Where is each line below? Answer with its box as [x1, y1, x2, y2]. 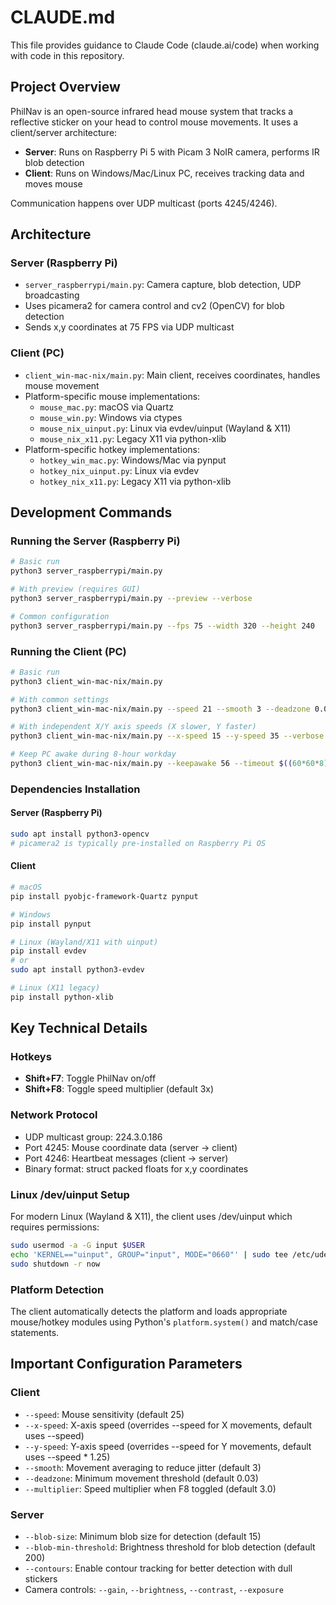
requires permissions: [10, 1221, 100, 1233]
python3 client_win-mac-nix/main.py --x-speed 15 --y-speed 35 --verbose [10, 731, 325, 741]
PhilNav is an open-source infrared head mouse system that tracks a [10, 105, 294, 117]
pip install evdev [10, 946, 87, 956]
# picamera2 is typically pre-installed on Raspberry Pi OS [10, 838, 267, 848]
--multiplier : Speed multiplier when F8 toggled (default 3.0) [24, 1482, 277, 1495]
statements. [10, 1327, 60, 1338]
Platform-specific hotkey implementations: [24, 443, 200, 455]
